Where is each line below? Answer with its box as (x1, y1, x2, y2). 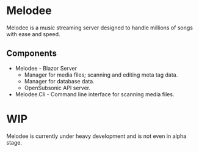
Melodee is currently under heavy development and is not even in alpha (6, 132, 187, 140)
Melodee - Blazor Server (15, 64, 78, 72)
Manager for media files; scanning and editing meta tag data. (24, 71, 178, 78)
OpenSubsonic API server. (24, 84, 91, 91)
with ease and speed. (6, 30, 60, 37)
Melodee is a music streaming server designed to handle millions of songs (6, 24, 194, 31)
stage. (6, 139, 23, 146)
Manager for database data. (24, 77, 95, 85)
